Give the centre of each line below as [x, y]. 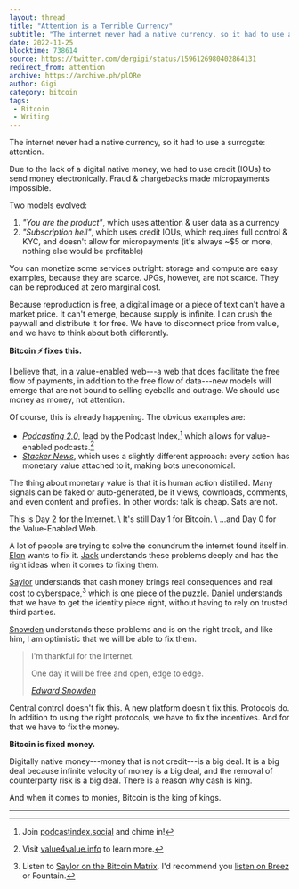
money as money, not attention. [67, 400]
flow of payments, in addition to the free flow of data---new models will [140, 381]
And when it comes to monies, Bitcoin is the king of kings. [115, 798]
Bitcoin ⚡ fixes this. [46, 351]
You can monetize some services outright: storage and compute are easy [144, 268]
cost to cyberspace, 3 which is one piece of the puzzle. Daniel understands [146, 592]
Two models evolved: [48, 205]
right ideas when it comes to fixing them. [84, 565]
